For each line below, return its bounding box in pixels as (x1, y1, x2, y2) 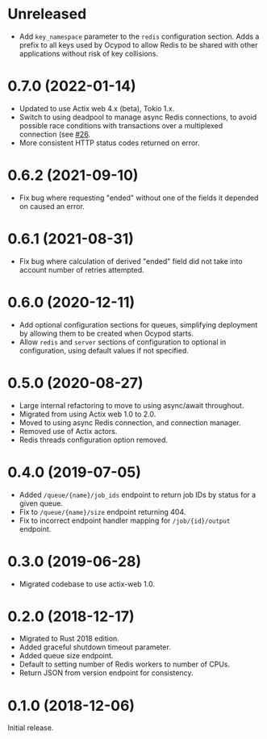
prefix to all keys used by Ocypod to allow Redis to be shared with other (19, 40, 258, 49)
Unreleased (7, 5, 87, 23)
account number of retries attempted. (19, 265, 144, 274)
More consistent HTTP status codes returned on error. (19, 138, 200, 148)
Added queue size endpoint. (19, 651, 114, 661)
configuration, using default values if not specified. (19, 345, 189, 355)
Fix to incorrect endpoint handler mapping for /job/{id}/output (19, 516, 231, 525)
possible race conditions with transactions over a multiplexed (19, 120, 223, 130)
